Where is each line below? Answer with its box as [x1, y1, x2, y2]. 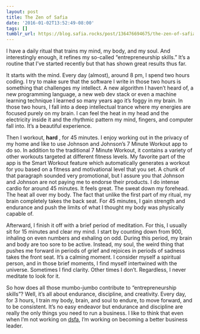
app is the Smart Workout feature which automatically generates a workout [6, 160, 190, 167]
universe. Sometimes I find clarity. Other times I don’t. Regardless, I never [6, 266, 186, 274]
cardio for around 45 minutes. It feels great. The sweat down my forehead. [6, 185, 189, 192]
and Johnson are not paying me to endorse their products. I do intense [6, 179, 180, 186]
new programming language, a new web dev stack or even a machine [6, 91, 177, 98]
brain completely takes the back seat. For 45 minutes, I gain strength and [6, 198, 186, 205]
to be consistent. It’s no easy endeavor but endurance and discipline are [6, 303, 183, 311]
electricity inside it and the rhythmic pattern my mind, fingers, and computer [6, 116, 193, 123]
